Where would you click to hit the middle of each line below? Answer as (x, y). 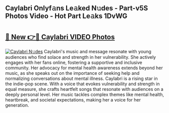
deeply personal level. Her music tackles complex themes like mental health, (85, 94)
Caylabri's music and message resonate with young (97, 51)
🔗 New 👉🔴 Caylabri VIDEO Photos (60, 37)
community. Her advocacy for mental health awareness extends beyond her (84, 68)
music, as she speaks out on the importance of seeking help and (72, 73)
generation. (17, 105)
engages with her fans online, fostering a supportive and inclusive (74, 63)
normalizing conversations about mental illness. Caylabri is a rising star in (81, 78)
